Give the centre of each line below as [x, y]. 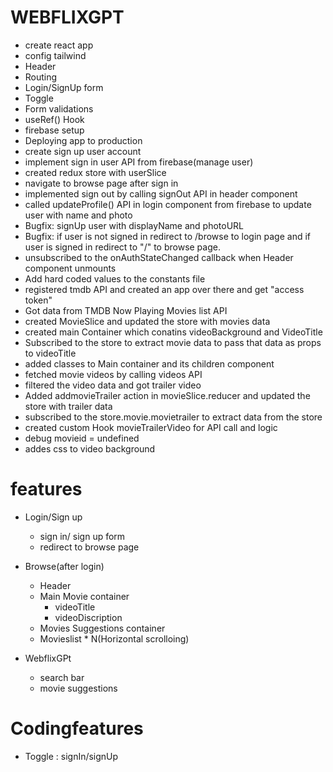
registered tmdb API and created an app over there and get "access [164, 289]
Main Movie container [84, 596]
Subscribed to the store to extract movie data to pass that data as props [173, 342]
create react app [59, 45]
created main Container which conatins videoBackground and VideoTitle [173, 332]
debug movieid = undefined [82, 438]
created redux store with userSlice [95, 172]
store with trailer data [68, 406]
